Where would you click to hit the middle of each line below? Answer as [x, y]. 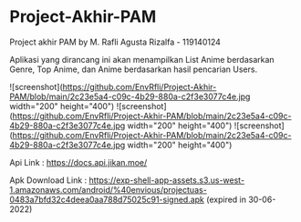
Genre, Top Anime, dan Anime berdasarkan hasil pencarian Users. [134, 69]
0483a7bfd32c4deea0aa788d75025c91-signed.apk [107, 199]
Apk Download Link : [48, 180]
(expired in [227, 199]
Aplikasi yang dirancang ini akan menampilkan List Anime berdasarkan [142, 59]
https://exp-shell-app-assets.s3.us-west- [166, 180]
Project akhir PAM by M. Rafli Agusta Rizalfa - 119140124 [115, 42]
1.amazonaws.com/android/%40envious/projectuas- [108, 189]
